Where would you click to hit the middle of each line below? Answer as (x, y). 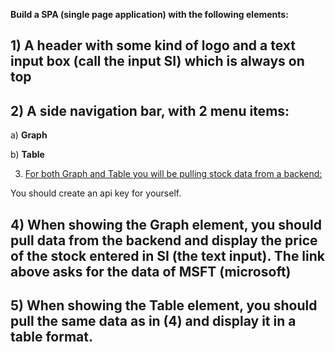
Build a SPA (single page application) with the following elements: (149, 14)
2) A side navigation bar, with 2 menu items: (150, 110)
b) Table (27, 155)
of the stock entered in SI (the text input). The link (168, 255)
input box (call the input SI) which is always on (157, 61)
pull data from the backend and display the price (164, 240)
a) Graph (29, 135)
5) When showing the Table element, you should (164, 305)
